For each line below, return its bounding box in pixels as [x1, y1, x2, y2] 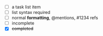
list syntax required [11, 10, 51, 15]
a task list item [11, 4, 41, 10]
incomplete [11, 20, 35, 26]
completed [11, 26, 34, 32]
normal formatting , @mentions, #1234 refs [11, 15, 98, 21]
